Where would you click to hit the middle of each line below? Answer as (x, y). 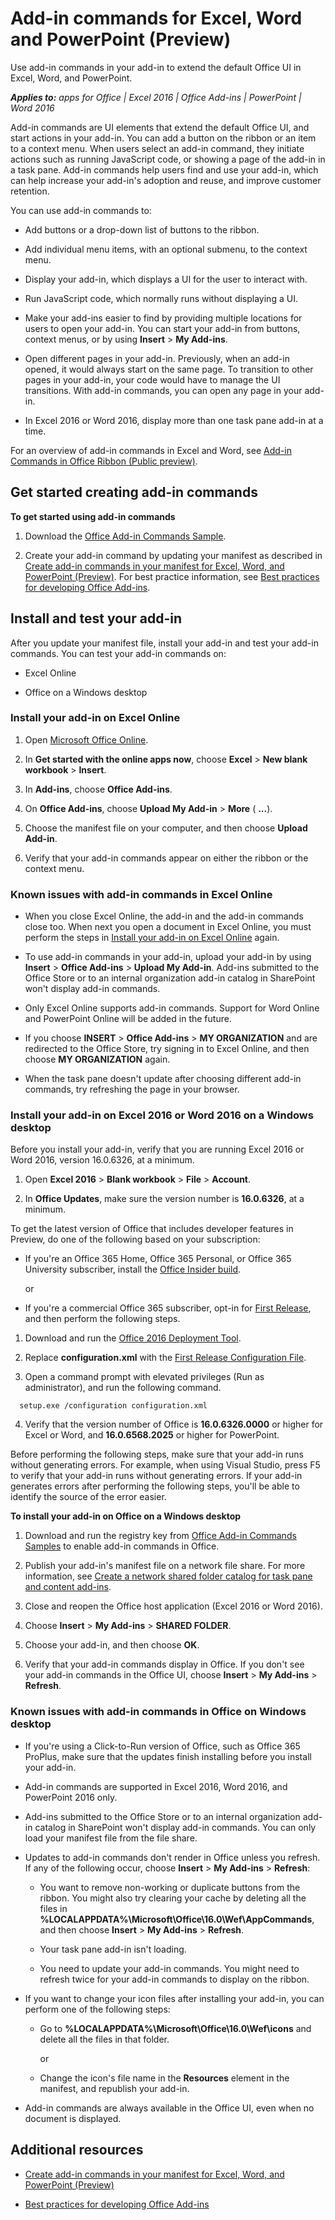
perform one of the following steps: (97, 2009)
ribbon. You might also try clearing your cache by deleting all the (173, 1898)
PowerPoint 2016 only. (71, 1797)
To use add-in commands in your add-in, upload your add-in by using (168, 957)
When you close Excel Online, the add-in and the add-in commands (164, 916)
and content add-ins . (68, 1587)
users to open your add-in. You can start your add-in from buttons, (162, 328)
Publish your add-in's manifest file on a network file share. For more (165, 1566)
